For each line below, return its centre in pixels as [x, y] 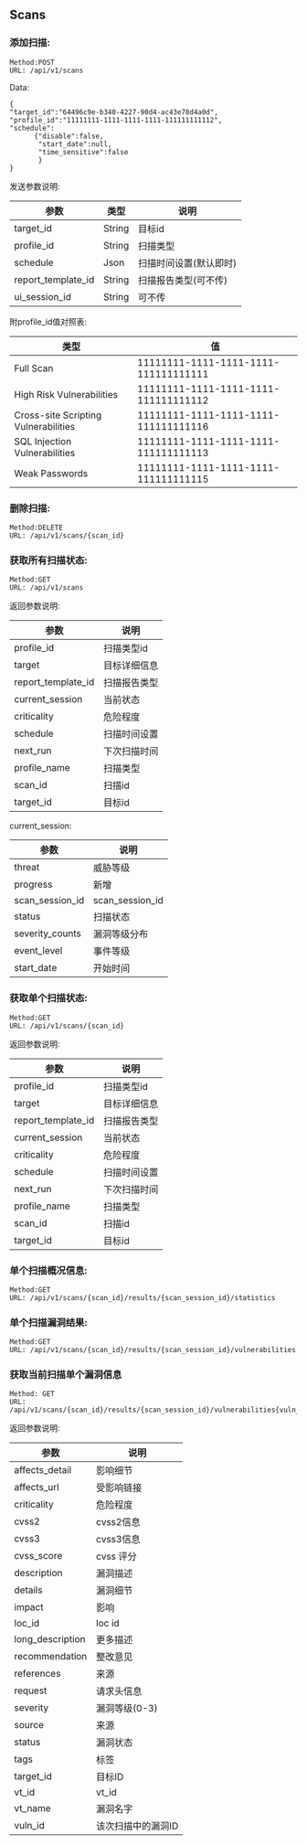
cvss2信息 [118, 1522]
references [37, 1674]
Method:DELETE [37, 528]
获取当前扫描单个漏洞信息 [66, 1375]
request [31, 1690]
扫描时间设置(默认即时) [188, 262]
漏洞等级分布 [121, 934]
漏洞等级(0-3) [127, 1709]
